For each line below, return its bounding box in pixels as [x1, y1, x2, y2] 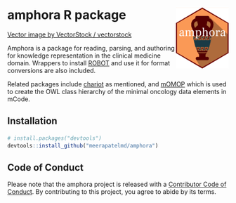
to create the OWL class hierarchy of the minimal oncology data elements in [7, 87, 227, 96]
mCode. [7, 95, 30, 103]
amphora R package [7, 7, 126, 23]
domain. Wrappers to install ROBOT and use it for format [7, 58, 171, 67]
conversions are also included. [7, 66, 96, 74]
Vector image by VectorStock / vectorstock [7, 30, 132, 39]
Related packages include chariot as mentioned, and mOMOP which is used [7, 79, 227, 88]
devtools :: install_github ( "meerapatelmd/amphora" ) [7, 142, 159, 149]
